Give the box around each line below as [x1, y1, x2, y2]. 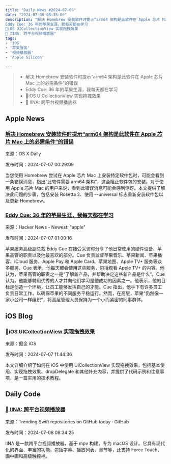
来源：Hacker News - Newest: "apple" [5, 224, 85, 230]
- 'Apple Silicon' [5, 54, 44, 60]
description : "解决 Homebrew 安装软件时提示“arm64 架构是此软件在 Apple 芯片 [5, 17, 160, 22]
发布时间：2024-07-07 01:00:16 [5, 235, 72, 241]
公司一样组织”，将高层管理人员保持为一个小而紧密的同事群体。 [14, 297, 146, 303]
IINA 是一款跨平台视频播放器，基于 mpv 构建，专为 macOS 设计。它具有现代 [5, 440, 165, 446]
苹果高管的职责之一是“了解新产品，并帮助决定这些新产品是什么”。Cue [18, 271, 165, 277]
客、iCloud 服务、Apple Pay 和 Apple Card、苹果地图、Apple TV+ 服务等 [5, 258, 158, 265]
